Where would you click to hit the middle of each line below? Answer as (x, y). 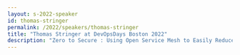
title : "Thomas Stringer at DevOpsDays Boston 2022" (87, 34)
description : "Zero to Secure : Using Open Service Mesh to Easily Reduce (121, 41)
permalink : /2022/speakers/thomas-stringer (73, 27)
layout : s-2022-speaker (43, 14)
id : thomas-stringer (38, 21)
